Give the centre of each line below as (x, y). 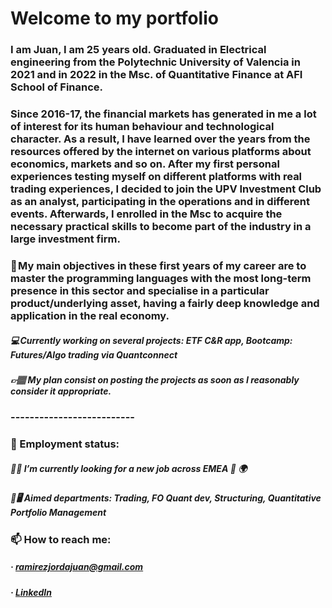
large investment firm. (65, 239)
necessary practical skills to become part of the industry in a (161, 227)
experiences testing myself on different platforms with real (156, 177)
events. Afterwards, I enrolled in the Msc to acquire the (146, 214)
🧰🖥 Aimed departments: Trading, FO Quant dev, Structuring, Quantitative (166, 498)
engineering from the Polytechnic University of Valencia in (155, 62)
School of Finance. (57, 87)
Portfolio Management (58, 513)
